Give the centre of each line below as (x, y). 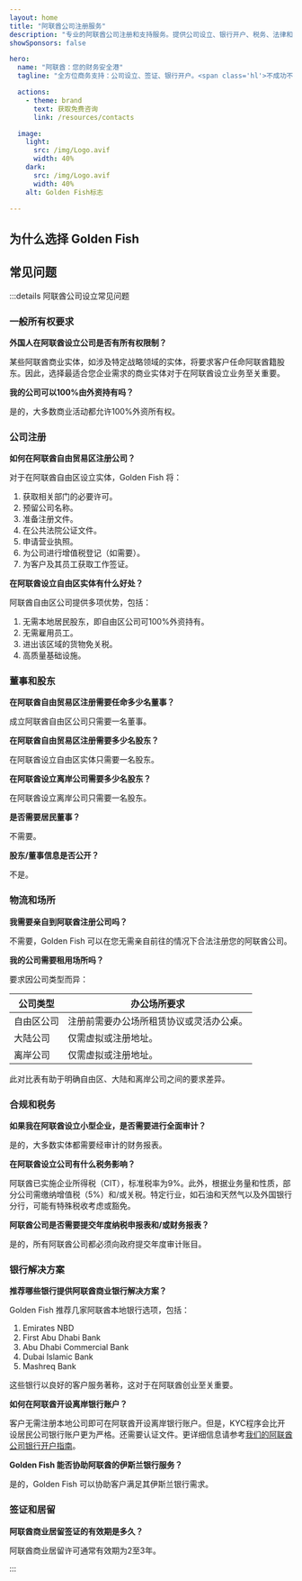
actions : (34, 92)
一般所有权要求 (42, 321)
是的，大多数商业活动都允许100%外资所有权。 (95, 411)
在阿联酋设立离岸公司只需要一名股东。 (80, 798)
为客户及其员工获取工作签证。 (77, 564)
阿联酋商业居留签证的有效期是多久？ (76, 1531)
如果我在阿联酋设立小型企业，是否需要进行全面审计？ (108, 1126)
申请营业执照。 (50, 542)
